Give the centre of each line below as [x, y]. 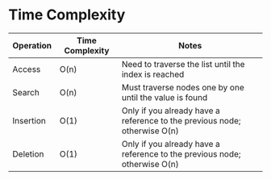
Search [26, 92]
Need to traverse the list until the [183, 64]
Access [27, 69]
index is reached [153, 74]
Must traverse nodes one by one [183, 87]
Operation [32, 45]
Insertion [29, 120]
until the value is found [165, 97]
